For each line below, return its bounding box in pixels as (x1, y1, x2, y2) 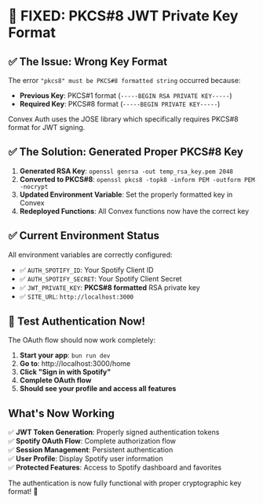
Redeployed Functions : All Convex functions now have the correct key (19, 206, 250, 216)
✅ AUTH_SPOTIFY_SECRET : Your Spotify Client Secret (19, 274, 182, 283)
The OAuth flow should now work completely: (8, 335, 155, 345)
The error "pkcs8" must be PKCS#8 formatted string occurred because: (8, 76, 241, 85)
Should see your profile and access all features (19, 384, 177, 393)
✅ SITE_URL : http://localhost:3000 (19, 292, 134, 301)
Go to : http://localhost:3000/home (19, 359, 131, 368)
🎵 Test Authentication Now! (8, 315, 146, 328)
